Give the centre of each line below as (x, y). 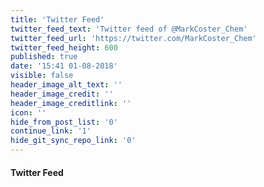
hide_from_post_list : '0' (64, 122)
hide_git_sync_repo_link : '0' (73, 141)
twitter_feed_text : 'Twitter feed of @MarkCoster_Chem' (129, 29)
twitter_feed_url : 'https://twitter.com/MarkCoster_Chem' (133, 38)
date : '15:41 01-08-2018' (64, 66)
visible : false (42, 76)
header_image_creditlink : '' (71, 103)
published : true (44, 57)
